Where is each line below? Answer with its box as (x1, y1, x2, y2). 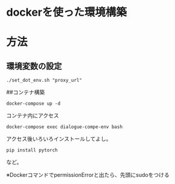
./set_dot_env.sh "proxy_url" (6, 78, 83, 84)
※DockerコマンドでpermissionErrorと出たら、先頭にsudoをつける (6, 171, 170, 179)
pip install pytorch (6, 147, 59, 153)
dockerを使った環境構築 (6, 5, 127, 19)
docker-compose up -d (6, 100, 61, 107)
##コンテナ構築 (6, 88, 45, 96)
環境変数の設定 (6, 61, 62, 71)
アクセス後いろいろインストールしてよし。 (6, 135, 112, 143)
